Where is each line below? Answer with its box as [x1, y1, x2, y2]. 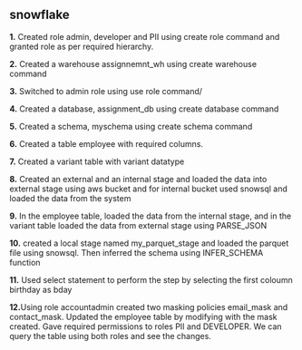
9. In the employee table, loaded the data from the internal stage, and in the [9, 210, 292, 221]
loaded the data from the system [9, 192, 132, 203]
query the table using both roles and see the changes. [9, 330, 211, 341]
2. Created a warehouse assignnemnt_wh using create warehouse [9, 58, 257, 69]
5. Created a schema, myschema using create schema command [9, 121, 253, 131]
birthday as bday [9, 284, 73, 295]
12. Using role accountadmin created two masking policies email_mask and [9, 301, 288, 312]
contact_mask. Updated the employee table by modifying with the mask [9, 311, 278, 322]
